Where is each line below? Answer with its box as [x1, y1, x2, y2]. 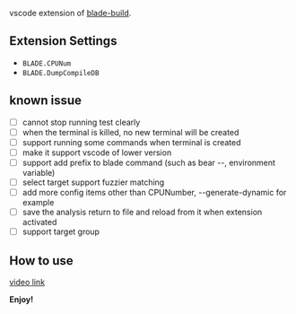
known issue [9, 93, 83, 109]
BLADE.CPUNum [22, 58, 72, 68]
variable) [22, 167, 56, 178]
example [22, 197, 55, 208]
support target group [22, 226, 100, 237]
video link [9, 277, 46, 287]
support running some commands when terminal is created [22, 136, 241, 147]
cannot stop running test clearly [22, 117, 141, 127]
